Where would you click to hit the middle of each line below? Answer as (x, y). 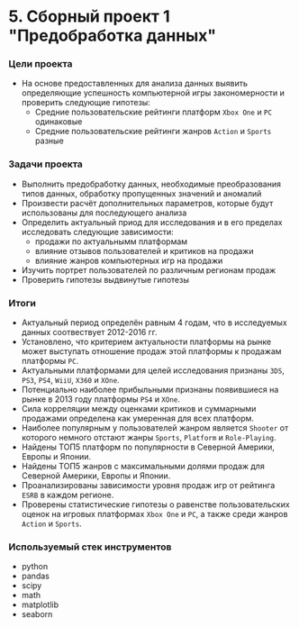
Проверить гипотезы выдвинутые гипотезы (105, 279)
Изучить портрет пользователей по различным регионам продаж (149, 270)
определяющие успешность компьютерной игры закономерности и (153, 93)
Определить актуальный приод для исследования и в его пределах (152, 222)
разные (49, 141)
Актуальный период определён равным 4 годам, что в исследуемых (154, 323)
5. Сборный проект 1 (89, 17)
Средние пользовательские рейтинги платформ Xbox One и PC (153, 112)
